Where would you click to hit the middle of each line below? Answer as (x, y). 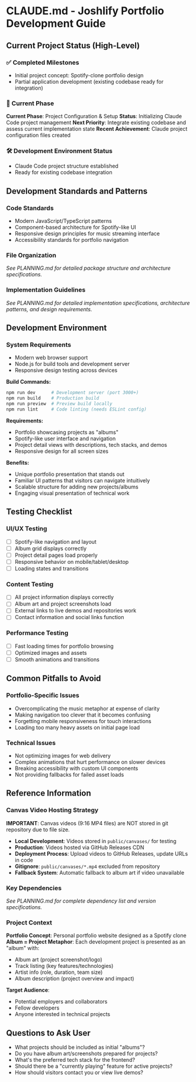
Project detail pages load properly (56, 555)
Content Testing (30, 584)
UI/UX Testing (27, 529)
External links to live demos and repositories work (75, 611)
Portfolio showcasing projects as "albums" (66, 432)
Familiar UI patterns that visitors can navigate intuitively (82, 480)
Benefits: (18, 462)
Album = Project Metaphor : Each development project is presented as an (96, 942)
